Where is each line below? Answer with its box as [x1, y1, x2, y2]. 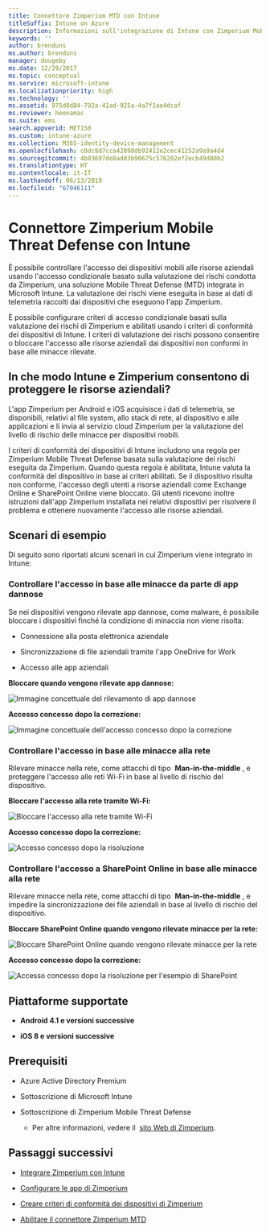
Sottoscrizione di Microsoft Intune [19, 1091, 133, 1101]
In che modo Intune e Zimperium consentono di [8, 370, 250, 384]
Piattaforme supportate [8, 994, 129, 1008]
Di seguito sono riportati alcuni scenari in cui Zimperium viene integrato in [8, 550, 253, 560]
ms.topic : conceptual [8, 72, 81, 80]
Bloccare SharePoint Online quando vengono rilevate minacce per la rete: [8, 924, 259, 934]
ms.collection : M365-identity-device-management [8, 139, 174, 147]
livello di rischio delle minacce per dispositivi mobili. [8, 429, 180, 439]
